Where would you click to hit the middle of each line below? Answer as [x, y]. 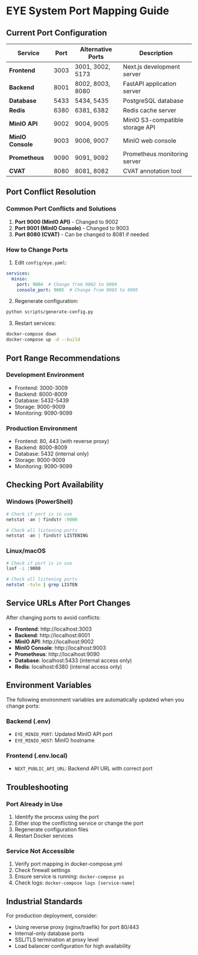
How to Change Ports [37, 250]
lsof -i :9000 [24, 569]
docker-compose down [32, 334]
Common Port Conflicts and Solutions [61, 209]
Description [156, 53]
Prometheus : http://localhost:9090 [57, 654]
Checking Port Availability [55, 485]
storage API [139, 127]
